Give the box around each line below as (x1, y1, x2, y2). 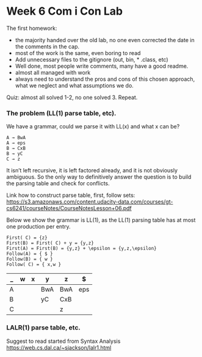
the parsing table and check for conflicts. (6, 180, 110, 187)
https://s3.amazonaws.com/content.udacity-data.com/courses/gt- (6, 198, 173, 205)
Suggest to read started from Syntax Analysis (6, 337, 121, 345)
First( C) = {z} (6, 235, 48, 241)
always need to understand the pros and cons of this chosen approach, (15, 75, 195, 83)
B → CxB (6, 145, 26, 152)
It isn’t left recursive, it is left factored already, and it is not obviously (6, 167, 178, 174)
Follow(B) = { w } (6, 256, 53, 262)
